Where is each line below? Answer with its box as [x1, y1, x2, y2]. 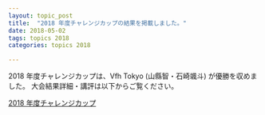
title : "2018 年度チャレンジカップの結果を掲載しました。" [8, 19, 187, 27]
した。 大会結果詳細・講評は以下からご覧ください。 [8, 81, 178, 91]
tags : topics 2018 [8, 34, 69, 42]
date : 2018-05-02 [8, 26, 66, 34]
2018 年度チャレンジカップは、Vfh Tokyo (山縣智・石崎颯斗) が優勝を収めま [8, 71, 258, 81]
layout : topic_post [8, 11, 73, 20]
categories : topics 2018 [8, 42, 91, 50]
